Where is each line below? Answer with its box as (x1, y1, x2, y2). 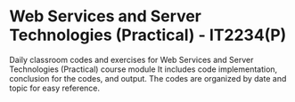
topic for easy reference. (9, 82, 101, 93)
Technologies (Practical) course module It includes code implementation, (9, 64, 278, 75)
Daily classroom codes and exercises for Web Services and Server (9, 54, 254, 65)
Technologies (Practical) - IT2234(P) (9, 25, 287, 45)
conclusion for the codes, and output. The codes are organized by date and (9, 73, 287, 83)
